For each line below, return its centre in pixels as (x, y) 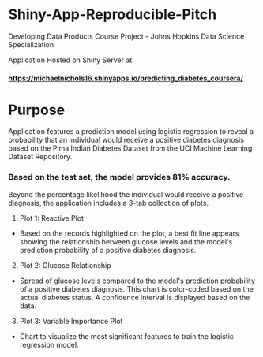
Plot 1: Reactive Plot (52, 218)
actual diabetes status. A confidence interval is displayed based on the (135, 297)
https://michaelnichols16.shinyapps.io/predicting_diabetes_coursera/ (126, 78)
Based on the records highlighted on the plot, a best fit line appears (129, 233)
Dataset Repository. (40, 157)
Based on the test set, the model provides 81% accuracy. (119, 177)
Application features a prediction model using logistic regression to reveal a (131, 132)
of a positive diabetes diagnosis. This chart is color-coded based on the (137, 288)
